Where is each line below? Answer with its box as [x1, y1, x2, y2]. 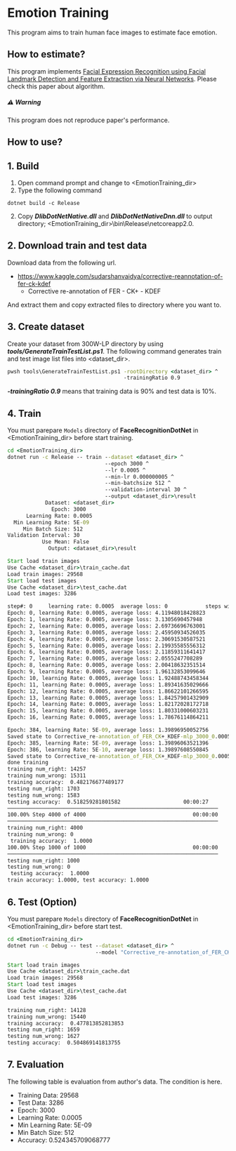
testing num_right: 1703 [7, 785, 80, 792]
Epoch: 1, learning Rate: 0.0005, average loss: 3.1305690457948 [7, 616, 202, 623]
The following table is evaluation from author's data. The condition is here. [7, 1077, 223, 1086]
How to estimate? [7, 48, 86, 60]
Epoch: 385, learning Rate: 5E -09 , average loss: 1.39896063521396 [7, 739, 209, 747]
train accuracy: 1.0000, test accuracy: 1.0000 [7, 877, 150, 884]
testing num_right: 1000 [7, 857, 80, 864]
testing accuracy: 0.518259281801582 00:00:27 [7, 798, 209, 805]
